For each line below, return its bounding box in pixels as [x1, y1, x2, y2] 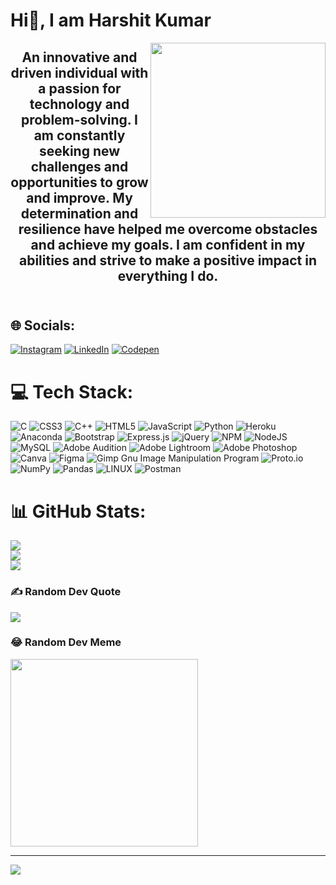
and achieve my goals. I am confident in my [30, 236, 306, 253]
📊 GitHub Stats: [10, 500, 147, 523]
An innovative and [21, 49, 138, 66]
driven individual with [10, 64, 149, 81]
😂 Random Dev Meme [10, 635, 122, 649]
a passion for [38, 80, 122, 97]
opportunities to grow [10, 174, 149, 191]
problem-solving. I [21, 111, 138, 128]
